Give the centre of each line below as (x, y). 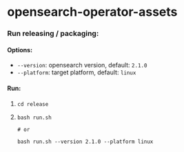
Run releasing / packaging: (53, 34)
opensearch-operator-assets (92, 12)
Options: (20, 50)
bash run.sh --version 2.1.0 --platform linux (85, 142)
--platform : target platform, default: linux (76, 72)
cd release (33, 104)
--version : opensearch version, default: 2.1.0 (82, 65)
